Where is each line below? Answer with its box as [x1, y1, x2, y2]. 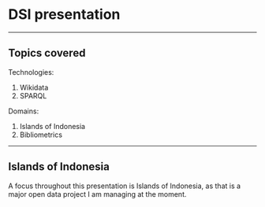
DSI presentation [8, 6, 121, 24]
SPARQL [19, 91, 47, 100]
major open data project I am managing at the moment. [8, 189, 187, 198]
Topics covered [8, 46, 86, 60]
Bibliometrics [19, 130, 63, 139]
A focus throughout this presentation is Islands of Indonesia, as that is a [8, 181, 241, 190]
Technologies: [8, 67, 54, 76]
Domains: [8, 106, 39, 116]
